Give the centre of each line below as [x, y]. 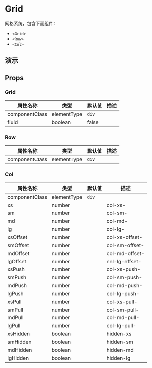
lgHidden [18, 358]
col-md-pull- [123, 317]
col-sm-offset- [126, 245]
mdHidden [20, 350]
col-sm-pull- [123, 310]
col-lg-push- [123, 293]
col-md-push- [125, 285]
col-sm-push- [124, 277]
